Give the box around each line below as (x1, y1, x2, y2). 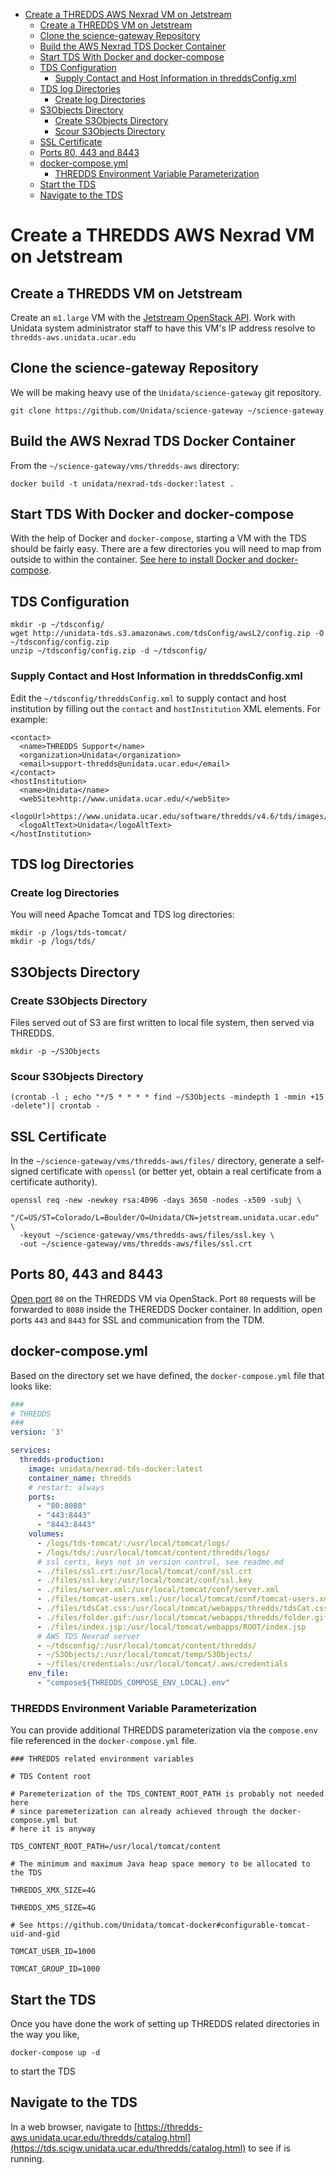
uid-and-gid (10, 1929, 60, 1939)
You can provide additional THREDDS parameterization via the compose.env (10, 1724, 318, 1736)
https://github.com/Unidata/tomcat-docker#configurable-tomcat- (36, 1920, 311, 1931)
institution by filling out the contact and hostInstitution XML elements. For (10, 702, 321, 714)
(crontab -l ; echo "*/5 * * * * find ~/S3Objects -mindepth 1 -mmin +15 (10, 1092, 325, 1103)
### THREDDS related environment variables (10, 1754, 195, 1764)
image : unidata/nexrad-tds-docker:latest (28, 1464, 203, 1474)
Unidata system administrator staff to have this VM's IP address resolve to (10, 322, 316, 334)
